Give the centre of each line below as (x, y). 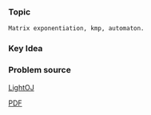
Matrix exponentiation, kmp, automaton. (77, 29)
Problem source (40, 70)
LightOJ (21, 87)
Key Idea (26, 49)
